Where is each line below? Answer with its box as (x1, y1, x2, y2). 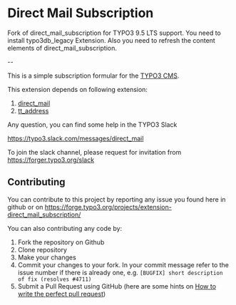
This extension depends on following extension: (7, 85, 148, 93)
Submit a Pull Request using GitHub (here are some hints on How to (17, 281, 216, 290)
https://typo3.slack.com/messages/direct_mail (7, 134, 144, 143)
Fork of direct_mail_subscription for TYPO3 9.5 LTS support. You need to (7, 29, 221, 37)
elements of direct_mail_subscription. (7, 43, 118, 52)
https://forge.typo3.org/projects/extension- (44, 202, 173, 211)
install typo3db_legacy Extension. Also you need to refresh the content (7, 36, 215, 44)
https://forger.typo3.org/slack (7, 155, 95, 164)
